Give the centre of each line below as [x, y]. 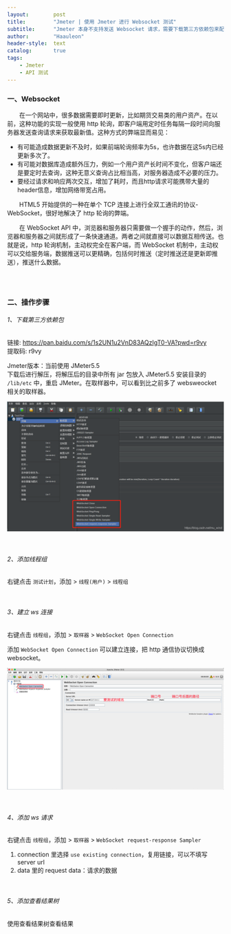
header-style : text [37, 44]
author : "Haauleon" [46, 36]
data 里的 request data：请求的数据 [67, 871]
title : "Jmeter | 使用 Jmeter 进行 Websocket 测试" [92, 22]
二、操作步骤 [29, 302]
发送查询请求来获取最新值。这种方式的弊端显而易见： [94, 132]
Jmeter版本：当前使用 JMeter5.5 [53, 366]
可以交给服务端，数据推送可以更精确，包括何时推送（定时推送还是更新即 [109, 253]
